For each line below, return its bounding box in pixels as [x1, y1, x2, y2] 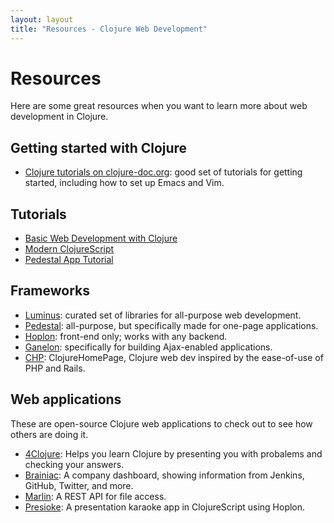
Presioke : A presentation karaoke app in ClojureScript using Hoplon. [24, 501, 306, 513]
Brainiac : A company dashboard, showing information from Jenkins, [24, 469, 305, 481]
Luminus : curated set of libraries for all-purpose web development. [24, 309, 302, 321]
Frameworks [10, 282, 91, 300]
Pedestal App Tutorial [24, 254, 114, 266]
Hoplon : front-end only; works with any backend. [24, 330, 228, 342]
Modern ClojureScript [24, 243, 115, 255]
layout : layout [10, 14, 74, 25]
